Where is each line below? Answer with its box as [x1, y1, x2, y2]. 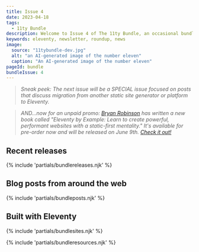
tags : [6, 20, 20, 25]
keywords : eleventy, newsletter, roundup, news [6, 36, 126, 42]
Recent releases [6, 146, 67, 156]
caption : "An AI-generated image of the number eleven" [11, 58, 152, 64]
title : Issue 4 [6, 8, 44, 15]
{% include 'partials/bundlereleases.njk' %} [6, 161, 113, 169]
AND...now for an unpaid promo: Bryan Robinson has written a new [20, 110, 185, 117]
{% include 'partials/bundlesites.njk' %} [6, 227, 103, 234]
